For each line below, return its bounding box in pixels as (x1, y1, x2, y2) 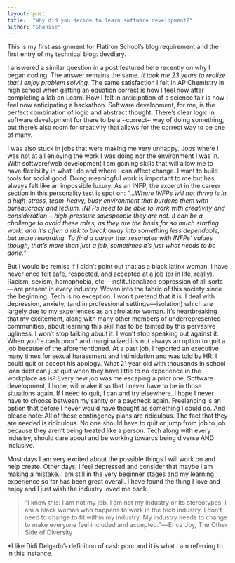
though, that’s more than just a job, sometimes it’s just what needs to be (7, 241, 216, 250)
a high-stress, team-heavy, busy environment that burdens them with (7, 197, 209, 205)
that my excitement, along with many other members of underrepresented (7, 314, 221, 323)
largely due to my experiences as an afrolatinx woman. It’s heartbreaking (7, 307, 217, 316)
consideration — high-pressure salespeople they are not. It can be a (7, 211, 203, 220)
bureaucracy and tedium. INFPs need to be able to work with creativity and (7, 204, 226, 213)
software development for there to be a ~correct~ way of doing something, (7, 116, 224, 124)
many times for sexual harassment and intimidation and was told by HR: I (7, 352, 217, 360)
